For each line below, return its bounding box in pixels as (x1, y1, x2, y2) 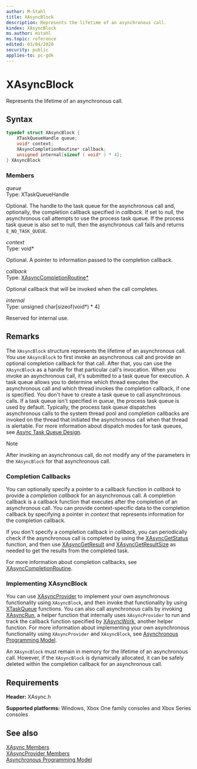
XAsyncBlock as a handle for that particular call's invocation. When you (6, 366, 176, 373)
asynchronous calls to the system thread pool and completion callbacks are (6, 410, 189, 417)
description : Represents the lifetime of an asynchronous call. (6, 19, 167, 25)
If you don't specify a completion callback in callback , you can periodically (6, 528, 188, 536)
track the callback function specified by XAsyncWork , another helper (6, 618, 173, 625)
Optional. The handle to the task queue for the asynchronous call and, (6, 202, 175, 209)
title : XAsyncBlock (6, 14, 54, 20)
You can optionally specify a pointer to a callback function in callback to (6, 486, 181, 493)
